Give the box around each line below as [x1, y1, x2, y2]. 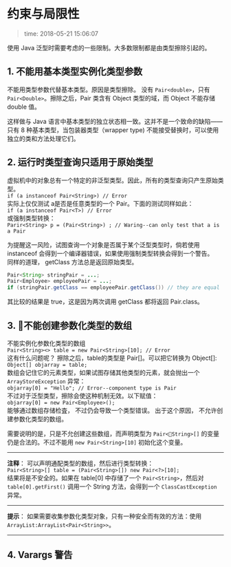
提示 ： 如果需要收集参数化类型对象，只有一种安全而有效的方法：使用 [7, 512, 201, 520]
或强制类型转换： [7, 214, 56, 222]
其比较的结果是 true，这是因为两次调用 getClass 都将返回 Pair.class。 [7, 297, 204, 306]
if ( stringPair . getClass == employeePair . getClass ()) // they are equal [7, 284, 220, 291]
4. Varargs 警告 [7, 549, 73, 561]
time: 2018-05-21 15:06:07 [23, 29, 98, 38]
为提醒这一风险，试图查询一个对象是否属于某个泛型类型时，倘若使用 [7, 240, 200, 248]
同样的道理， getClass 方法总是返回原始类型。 [7, 257, 138, 266]
